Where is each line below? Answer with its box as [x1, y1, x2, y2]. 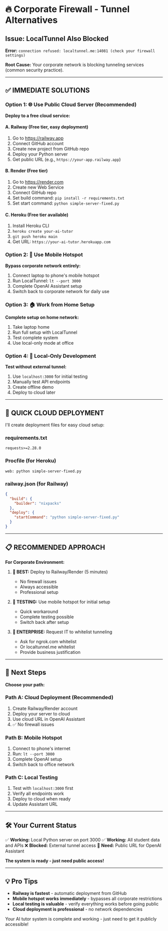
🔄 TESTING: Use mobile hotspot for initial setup [12, 599, 110, 605]
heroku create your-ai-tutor [12, 229, 73, 234]
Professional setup [19, 589, 58, 595]
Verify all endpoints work [12, 790, 64, 796]
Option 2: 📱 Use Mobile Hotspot [5, 251, 83, 258]
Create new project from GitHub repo [12, 146, 89, 152]
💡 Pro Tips [5, 877, 38, 885]
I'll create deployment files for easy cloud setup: [5, 422, 105, 428]
